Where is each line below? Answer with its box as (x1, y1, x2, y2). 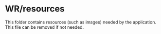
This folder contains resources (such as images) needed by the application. (5, 19, 157, 25)
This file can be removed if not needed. (5, 24, 84, 30)
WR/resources (5, 3, 65, 14)
